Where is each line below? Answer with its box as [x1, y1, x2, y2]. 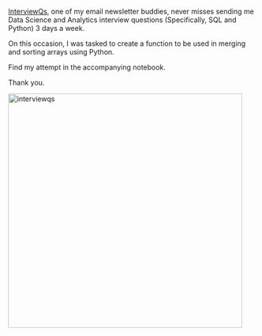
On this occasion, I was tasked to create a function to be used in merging [8, 39, 246, 48]
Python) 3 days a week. [8, 24, 85, 32]
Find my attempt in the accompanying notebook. [8, 62, 166, 72]
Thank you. [8, 78, 45, 87]
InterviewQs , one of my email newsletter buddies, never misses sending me [8, 7, 254, 16]
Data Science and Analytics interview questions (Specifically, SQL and [8, 15, 237, 25]
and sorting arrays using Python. [8, 47, 114, 56]
